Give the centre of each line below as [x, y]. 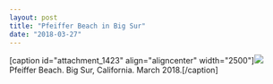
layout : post [34, 17]
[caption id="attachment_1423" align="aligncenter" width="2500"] [132, 61]
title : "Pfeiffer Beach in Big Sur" [77, 26]
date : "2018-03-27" [46, 34]
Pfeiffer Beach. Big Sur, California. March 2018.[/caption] [114, 70]
